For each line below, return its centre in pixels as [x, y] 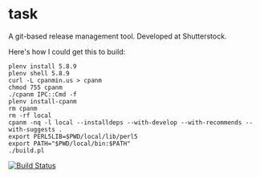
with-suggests [32, 129]
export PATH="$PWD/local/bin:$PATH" [69, 144]
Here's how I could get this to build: [67, 51]
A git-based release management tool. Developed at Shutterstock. [118, 36]
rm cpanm [23, 108]
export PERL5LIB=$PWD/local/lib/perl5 [73, 136]
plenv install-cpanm [43, 101]
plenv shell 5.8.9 [39, 73]
